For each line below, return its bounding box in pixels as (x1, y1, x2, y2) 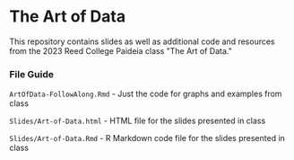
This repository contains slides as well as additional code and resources (9, 36, 275, 47)
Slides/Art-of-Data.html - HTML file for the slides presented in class (9, 115, 266, 127)
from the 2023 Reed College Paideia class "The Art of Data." (9, 45, 233, 56)
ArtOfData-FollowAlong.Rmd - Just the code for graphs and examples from (9, 88, 282, 100)
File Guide (9, 67, 55, 80)
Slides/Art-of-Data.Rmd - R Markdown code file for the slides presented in (9, 133, 285, 144)
